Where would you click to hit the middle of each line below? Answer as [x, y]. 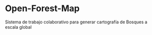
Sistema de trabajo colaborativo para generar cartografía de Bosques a [76, 22]
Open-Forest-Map [42, 9]
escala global [18, 27]
